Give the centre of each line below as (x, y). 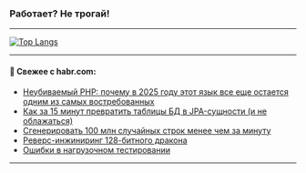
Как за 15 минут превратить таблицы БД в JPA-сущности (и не (144, 111)
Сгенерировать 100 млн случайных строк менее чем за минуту (147, 130)
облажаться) (48, 120)
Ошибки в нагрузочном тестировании (97, 149)
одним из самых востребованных (88, 101)
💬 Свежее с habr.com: (53, 71)
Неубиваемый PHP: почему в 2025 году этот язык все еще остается (155, 92)
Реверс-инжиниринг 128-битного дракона (105, 140)
